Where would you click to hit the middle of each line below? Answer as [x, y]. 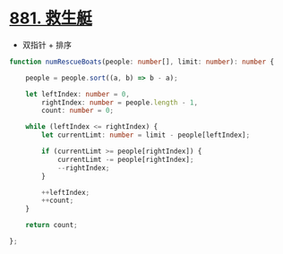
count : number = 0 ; [78, 111]
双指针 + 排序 [47, 45]
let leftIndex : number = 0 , [77, 94]
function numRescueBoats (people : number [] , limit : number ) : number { [142, 62]
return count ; [51, 225]
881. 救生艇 [51, 18]
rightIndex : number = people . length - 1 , [120, 102]
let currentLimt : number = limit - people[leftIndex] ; [146, 135]
